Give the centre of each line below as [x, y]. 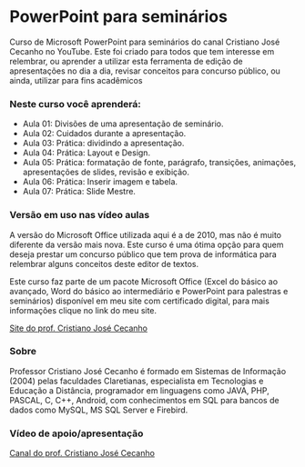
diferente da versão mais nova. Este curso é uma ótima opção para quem [147, 244]
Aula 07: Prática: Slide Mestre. [79, 192]
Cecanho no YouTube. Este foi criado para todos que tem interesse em [142, 51]
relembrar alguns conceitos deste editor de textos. [104, 263]
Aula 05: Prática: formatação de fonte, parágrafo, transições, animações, [159, 163]
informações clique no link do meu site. [83, 310]
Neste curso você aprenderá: [75, 104]
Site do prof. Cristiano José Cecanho [79, 328]
